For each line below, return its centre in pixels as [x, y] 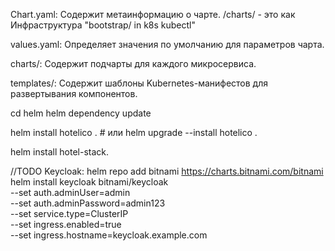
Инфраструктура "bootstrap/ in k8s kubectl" [103, 25]
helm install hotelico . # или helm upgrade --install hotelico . [134, 132]
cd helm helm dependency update [81, 113]
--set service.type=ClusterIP [69, 213]
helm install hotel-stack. [60, 152]
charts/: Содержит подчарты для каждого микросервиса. [133, 63]
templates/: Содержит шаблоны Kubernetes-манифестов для [139, 83]
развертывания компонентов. [74, 93]
